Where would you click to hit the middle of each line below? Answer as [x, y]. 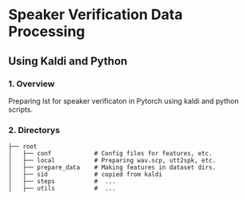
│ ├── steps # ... [62, 182]
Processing [47, 31]
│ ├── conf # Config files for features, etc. [111, 154]
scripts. [21, 109]
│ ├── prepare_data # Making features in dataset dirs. [112, 168]
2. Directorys [34, 130]
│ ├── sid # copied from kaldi [85, 175]
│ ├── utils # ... [62, 189]
